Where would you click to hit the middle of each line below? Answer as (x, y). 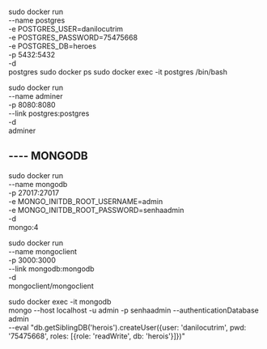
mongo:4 (23, 227)
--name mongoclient (43, 251)
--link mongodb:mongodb (51, 268)
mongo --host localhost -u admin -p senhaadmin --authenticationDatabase (133, 310)
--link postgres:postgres (49, 113)
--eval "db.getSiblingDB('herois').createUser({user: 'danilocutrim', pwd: (127, 327)
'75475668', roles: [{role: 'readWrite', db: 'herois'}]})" (97, 336)
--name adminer (36, 96)
